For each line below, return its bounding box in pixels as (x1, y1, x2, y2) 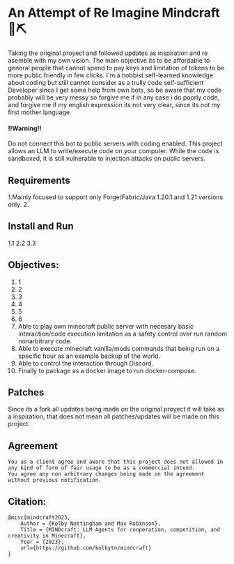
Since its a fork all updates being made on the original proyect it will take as (8, 405, 225, 414)
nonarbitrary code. (17, 336, 72, 345)
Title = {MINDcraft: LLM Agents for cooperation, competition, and (20, 526, 220, 533)
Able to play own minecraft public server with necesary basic (17, 322, 194, 330)
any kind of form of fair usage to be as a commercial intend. (8, 464, 196, 471)
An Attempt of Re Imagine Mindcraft (8, 5, 220, 21)
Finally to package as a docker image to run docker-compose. (17, 366, 197, 375)
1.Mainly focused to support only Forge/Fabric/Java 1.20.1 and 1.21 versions (8, 193, 224, 201)
